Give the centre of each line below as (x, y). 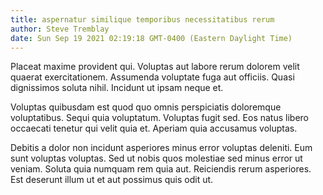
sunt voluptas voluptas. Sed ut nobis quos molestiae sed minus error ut (156, 158)
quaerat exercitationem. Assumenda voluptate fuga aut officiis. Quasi (152, 77)
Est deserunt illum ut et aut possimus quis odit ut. (112, 180)
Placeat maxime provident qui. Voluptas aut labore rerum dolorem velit (155, 67)
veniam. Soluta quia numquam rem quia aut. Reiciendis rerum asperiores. (161, 169)
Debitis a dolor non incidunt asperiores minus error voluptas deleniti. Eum (161, 148)
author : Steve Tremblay (60, 29)
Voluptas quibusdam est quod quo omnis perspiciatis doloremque (146, 107)
